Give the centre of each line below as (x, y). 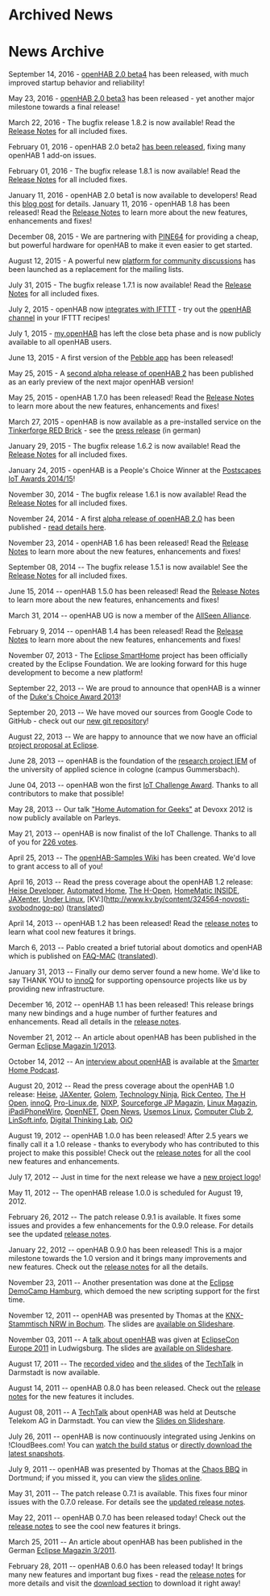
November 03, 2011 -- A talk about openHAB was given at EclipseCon (124, 1340)
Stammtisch (28, 1324)
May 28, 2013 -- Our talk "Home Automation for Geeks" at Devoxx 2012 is (131, 810)
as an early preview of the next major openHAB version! (101, 382)
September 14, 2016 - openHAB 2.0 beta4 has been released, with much (129, 74)
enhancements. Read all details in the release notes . (95, 1022)
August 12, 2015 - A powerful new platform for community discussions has (132, 261)
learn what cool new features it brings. (72, 932)
